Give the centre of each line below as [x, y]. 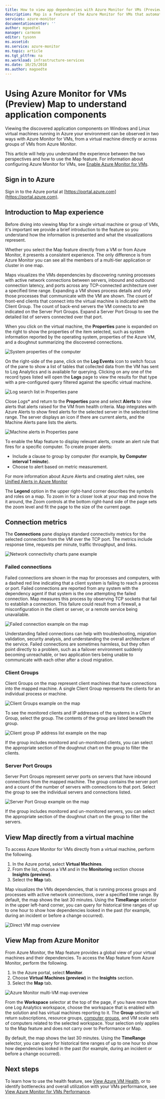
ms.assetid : [17, 42]
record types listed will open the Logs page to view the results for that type [81, 377]
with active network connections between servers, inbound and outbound [80, 280]
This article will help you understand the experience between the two [75, 153]
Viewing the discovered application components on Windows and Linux [77, 128]
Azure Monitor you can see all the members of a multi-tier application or [78, 260]
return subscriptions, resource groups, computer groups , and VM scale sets [82, 1018]
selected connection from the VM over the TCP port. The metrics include [79, 539]
